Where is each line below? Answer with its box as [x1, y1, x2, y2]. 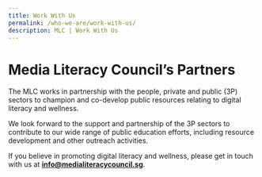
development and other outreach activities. [8, 136, 149, 145]
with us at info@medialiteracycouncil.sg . [8, 160, 146, 169]
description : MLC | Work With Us [8, 26, 119, 34]
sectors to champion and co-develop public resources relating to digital [8, 95, 241, 105]
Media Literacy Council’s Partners [8, 60, 236, 79]
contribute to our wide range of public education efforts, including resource [8, 128, 255, 137]
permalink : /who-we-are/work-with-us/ [8, 19, 136, 27]
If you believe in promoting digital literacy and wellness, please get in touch [8, 152, 253, 161]
